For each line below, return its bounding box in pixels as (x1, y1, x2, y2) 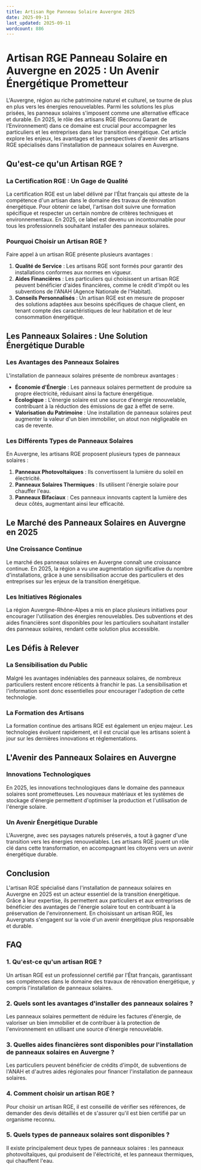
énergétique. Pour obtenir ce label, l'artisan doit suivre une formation (6, 203, 176, 210)
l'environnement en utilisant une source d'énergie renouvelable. (6, 1025, 163, 1033)
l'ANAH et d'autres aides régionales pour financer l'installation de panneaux (6, 1068, 193, 1075)
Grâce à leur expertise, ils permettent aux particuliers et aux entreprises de (6, 896, 191, 904)
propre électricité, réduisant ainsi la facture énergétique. (14, 389, 154, 397)
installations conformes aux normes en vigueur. (14, 269, 133, 276)
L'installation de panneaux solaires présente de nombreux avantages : (6, 371, 178, 379)
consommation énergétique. (14, 313, 85, 321)
